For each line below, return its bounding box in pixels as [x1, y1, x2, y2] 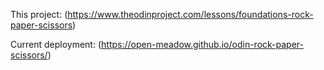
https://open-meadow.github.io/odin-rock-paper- [101, 39, 304, 50]
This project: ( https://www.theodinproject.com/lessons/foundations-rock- [10, 9, 314, 20]
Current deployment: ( [10, 39, 102, 50]
